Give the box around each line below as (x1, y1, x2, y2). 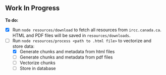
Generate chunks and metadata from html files (19, 48, 115, 54)
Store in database (19, 66, 56, 72)
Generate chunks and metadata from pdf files (19, 54, 113, 60)
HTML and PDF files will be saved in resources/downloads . (12, 32, 131, 38)
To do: (5, 17, 19, 23)
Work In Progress (5, 4, 60, 12)
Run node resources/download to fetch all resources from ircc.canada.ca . (12, 27, 162, 33)
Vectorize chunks (19, 60, 55, 66)
